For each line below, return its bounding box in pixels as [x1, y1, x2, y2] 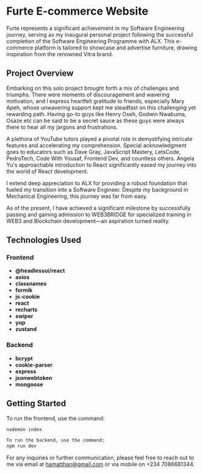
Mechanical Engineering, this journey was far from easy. [6, 192, 148, 200]
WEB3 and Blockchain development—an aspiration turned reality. [6, 217, 170, 224]
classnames [15, 280, 47, 288]
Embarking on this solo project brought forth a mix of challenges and [6, 84, 179, 92]
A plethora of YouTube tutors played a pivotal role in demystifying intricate [6, 135, 193, 142]
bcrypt [15, 354, 34, 362]
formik [15, 286, 33, 294]
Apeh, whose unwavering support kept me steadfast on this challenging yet [6, 104, 196, 111]
